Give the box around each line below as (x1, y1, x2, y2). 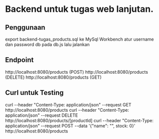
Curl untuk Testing (5, 89, 64, 97)
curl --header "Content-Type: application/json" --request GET (5, 101, 132, 107)
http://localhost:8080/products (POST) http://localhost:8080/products (5, 69, 149, 75)
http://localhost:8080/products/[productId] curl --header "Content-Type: (5, 117, 154, 123)
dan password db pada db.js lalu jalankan (5, 42, 90, 47)
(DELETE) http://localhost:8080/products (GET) (5, 74, 102, 80)
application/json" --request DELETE (5, 112, 78, 118)
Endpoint (5, 56, 34, 64)
